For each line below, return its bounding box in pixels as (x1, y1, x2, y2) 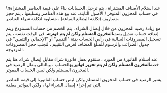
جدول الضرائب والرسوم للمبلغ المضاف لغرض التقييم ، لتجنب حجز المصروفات (6, 41, 149, 47)
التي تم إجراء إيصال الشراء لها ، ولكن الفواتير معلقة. (6, 82, 102, 88)
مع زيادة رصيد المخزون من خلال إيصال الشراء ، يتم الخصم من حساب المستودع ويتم (6, 25, 161, 31)
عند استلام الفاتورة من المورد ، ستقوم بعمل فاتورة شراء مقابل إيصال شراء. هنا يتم (6, 56, 158, 62)
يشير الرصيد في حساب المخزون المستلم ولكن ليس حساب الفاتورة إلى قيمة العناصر (6, 77, 162, 82)
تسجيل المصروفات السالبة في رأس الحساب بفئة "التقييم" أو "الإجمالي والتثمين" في (6, 36, 161, 42)
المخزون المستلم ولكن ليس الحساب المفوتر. (6, 67, 89, 73)
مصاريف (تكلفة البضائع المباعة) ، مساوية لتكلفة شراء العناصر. (6, 16, 119, 21)
